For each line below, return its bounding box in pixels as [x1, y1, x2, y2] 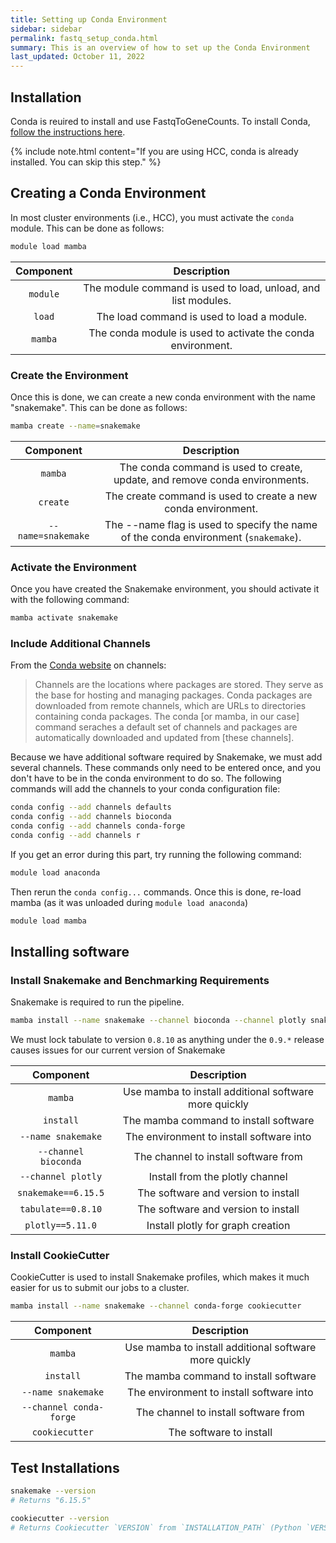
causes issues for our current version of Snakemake [10, 1044, 226, 1056]
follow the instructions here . [10, 126, 126, 138]
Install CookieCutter [10, 1249, 110, 1262]
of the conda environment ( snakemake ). [120, 530, 302, 544]
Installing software [10, 943, 130, 960]
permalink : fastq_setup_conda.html [10, 33, 159, 43]
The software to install [168, 1426, 273, 1440]
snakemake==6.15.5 [17, 1187, 105, 1199]
